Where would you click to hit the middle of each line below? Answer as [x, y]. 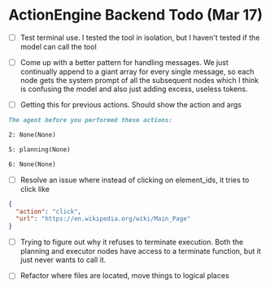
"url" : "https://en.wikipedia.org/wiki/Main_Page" [103, 219]
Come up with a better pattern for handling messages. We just [124, 62]
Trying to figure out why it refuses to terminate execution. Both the [132, 242]
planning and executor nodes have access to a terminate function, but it [141, 251]
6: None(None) [33, 164]
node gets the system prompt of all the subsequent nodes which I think [139, 81]
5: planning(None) [39, 149]
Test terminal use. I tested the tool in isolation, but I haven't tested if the [140, 37]
